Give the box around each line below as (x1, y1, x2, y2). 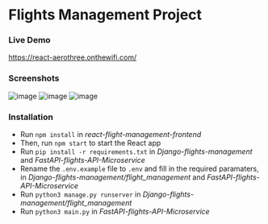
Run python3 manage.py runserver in (19, 189, 141, 199)
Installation (8, 111, 54, 122)
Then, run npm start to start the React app (19, 139, 161, 148)
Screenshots (8, 73, 60, 84)
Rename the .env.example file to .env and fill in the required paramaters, (19, 164, 260, 174)
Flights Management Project (8, 6, 203, 24)
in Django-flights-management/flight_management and (19, 172, 206, 182)
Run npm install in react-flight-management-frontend (19, 130, 202, 139)
